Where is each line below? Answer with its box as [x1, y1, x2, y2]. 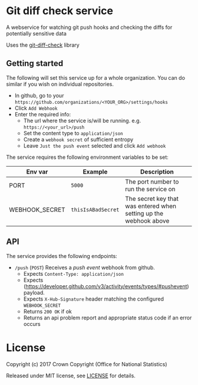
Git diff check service [6, 4, 114, 18]
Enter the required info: [14, 110, 71, 118]
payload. [23, 289, 45, 296]
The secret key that [125, 194, 179, 203]
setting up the [125, 209, 164, 217]
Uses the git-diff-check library [6, 41, 80, 48]
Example [82, 167, 108, 175]
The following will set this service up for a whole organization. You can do [6, 74, 186, 81]
